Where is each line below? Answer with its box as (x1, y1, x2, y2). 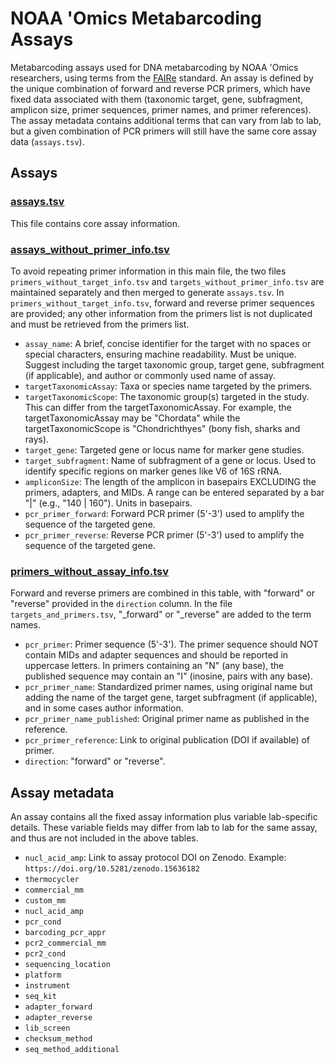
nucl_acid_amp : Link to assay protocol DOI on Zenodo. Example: (24, 852, 287, 864)
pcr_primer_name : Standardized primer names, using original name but (24, 681, 313, 693)
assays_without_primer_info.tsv (10, 242, 170, 256)
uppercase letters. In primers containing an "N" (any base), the (24, 660, 285, 672)
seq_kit (24, 992, 57, 1002)
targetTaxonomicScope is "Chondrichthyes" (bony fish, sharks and (24, 422, 301, 434)
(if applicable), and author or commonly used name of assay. (24, 369, 276, 381)
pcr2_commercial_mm (24, 938, 107, 949)
